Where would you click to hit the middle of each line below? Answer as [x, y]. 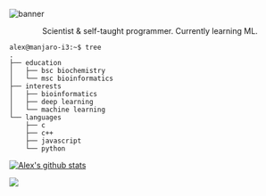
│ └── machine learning [57, 110]
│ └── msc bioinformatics [62, 78]
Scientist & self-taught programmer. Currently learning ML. [150, 31]
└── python [46, 149]
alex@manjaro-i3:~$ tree [55, 47]
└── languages [36, 118]
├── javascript [54, 141]
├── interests [36, 86]
